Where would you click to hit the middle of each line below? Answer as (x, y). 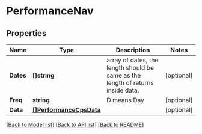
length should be (130, 68)
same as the (124, 75)
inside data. (123, 90)
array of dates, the (132, 60)
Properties (26, 33)
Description (133, 50)
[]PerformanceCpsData (66, 110)
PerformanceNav (50, 11)
